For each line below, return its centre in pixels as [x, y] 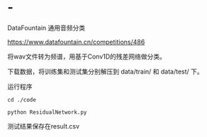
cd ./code [22, 100]
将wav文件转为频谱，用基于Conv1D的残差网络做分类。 [87, 56]
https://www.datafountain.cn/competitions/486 [76, 42]
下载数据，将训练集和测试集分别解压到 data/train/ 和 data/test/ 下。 [105, 71]
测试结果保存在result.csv [44, 126]
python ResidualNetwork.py [47, 112]
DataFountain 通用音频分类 [46, 28]
